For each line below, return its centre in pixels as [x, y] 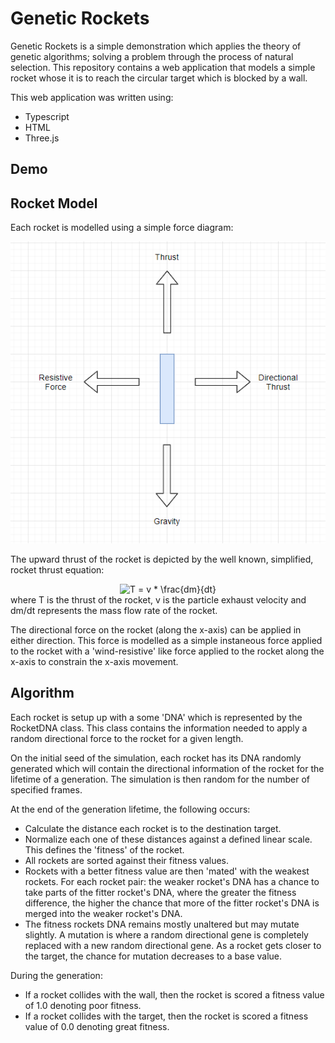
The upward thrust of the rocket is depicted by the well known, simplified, [162, 559]
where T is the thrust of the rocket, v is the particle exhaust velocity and [158, 599]
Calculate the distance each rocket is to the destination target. [153, 828]
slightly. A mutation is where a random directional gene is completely [166, 934]
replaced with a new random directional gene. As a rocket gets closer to [173, 945]
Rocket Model [54, 203]
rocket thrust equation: [57, 569]
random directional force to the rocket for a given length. [127, 738]
